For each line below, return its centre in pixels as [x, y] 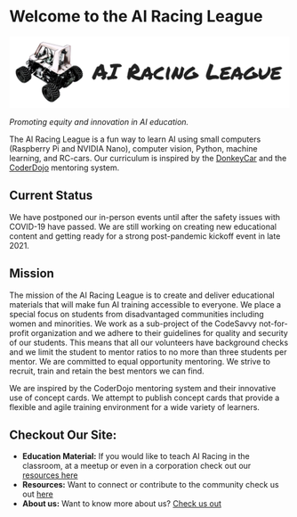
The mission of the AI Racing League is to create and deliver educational [142, 295]
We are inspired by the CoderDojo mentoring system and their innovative [143, 388]
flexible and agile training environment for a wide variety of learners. [135, 406]
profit [19, 332]
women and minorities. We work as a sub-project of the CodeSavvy [133, 324]
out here [37, 494]
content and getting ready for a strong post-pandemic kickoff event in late [145, 236]
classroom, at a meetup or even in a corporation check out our [136, 466]
